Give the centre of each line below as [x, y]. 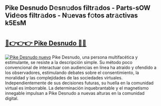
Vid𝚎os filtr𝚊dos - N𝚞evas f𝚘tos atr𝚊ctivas [72, 16]
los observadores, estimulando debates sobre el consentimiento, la [72, 73]
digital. [12, 98]
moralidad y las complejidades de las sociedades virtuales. [64, 78]
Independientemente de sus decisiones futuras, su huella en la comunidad [79, 83]
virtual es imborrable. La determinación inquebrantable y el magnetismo [77, 88]
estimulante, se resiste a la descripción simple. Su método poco [69, 62]
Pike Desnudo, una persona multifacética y [95, 57]
